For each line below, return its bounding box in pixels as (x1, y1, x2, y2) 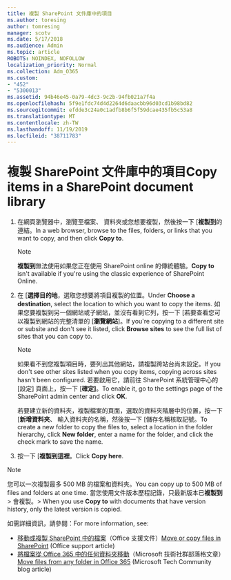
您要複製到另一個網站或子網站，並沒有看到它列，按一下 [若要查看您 (23, 308, 215, 317)
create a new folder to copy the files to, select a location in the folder (17, 423, 213, 431)
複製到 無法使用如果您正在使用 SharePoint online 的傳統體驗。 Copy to (17, 262, 215, 270)
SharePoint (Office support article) (17, 542, 115, 550)
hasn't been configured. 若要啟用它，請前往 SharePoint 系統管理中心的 (17, 376, 219, 384)
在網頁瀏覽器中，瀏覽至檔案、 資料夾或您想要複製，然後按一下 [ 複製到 (17, 218, 217, 226)
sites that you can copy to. (17, 333, 93, 341)
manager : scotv (7, 29, 51, 37)
